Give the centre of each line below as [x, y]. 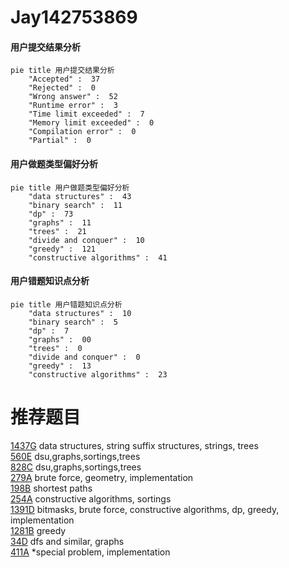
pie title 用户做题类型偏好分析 [70, 187]
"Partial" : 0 [60, 141]
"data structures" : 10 [80, 313]
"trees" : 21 [57, 231]
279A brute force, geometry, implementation [102, 477]
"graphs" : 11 [60, 222]
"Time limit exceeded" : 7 [86, 114]
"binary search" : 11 [75, 205]
